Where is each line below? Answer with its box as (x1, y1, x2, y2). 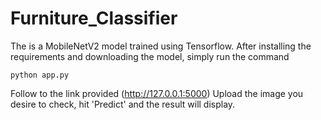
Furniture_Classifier (10, 7, 178, 30)
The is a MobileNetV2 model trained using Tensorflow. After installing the (10, 40, 312, 52)
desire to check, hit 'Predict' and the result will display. (10, 98, 236, 110)
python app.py (10, 70, 70, 80)
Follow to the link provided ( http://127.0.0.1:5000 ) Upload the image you (10, 87, 304, 99)
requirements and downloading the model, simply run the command (10, 50, 290, 62)
